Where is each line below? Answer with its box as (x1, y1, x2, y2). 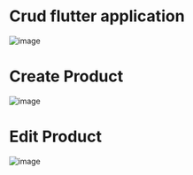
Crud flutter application (9, 6, 185, 27)
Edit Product (9, 126, 102, 147)
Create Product (9, 66, 124, 87)
